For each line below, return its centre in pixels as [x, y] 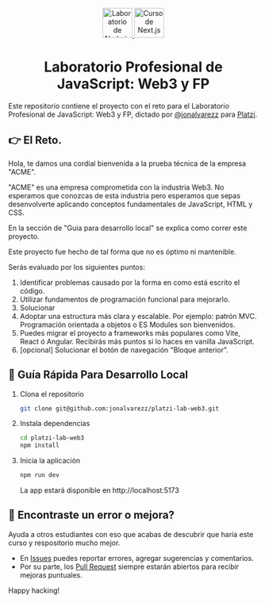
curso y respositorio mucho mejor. [64, 543]
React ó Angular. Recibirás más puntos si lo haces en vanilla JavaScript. [137, 341]
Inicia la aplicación [50, 461]
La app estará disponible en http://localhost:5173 [100, 490]
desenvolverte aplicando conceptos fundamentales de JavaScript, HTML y [131, 204]
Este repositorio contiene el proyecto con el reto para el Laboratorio [119, 106]
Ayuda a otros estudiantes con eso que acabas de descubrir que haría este [131, 534]
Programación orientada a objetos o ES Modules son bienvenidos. [127, 325]
